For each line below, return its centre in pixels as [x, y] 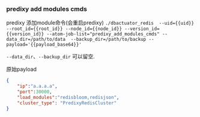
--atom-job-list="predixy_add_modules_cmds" [103, 34]
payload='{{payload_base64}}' [44, 45]
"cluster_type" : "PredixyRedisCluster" [67, 103]
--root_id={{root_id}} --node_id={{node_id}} [64, 29]
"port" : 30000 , [35, 92]
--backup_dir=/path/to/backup [108, 40]
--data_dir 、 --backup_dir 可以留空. [50, 56]
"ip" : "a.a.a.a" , [38, 86]
